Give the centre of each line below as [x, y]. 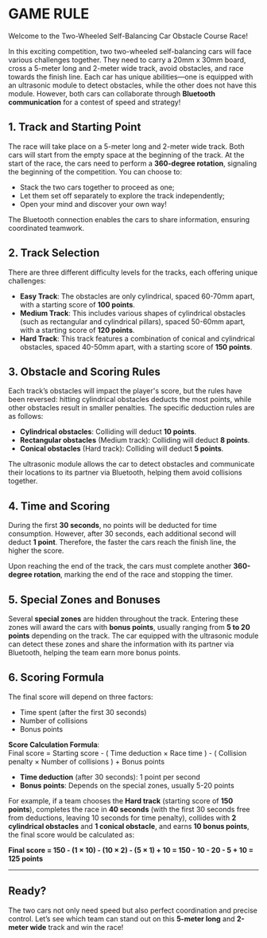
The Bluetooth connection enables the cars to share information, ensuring [129, 219]
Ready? [27, 891]
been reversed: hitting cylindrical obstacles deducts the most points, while [130, 400]
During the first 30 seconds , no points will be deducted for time [112, 526]
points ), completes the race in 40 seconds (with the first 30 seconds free [129, 809]
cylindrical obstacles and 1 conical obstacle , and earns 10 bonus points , [129, 826]
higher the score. [36, 551]
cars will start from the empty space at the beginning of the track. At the [126, 154]
